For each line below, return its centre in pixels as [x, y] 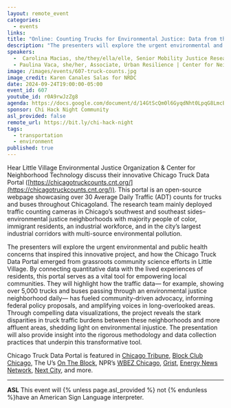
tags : [15, 129]
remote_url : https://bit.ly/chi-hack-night [70, 122]
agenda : [18, 103]
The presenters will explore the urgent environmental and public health [107, 247]
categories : [24, 20]
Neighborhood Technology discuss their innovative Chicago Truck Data [108, 175]
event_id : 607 [27, 90]
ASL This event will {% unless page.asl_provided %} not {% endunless [107, 390]
